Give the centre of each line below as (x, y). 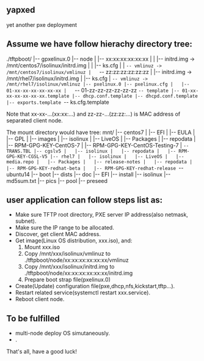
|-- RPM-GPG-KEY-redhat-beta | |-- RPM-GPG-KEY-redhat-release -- (95, 168)
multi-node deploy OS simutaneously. (63, 333)
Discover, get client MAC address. (58, 234)
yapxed (21, 10)
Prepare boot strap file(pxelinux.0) (67, 280)
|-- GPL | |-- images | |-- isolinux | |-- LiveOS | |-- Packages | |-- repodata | (101, 139)
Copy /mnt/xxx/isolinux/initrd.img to (69, 267)
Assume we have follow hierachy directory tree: (99, 44)
